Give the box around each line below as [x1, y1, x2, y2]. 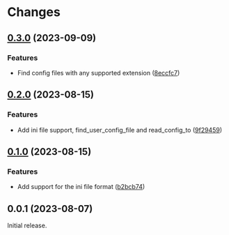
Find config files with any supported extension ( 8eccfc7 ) [17, 68, 180, 77]
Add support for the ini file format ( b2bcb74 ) [17, 183, 145, 191]
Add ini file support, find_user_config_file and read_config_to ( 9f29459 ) [17, 126, 223, 134]
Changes [7, 4, 61, 20]
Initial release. [7, 221, 47, 230]
